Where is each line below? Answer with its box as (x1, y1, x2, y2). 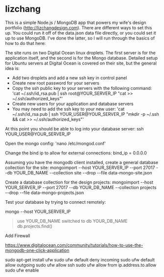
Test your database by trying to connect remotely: (5, 199, 106, 205)
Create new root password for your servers (12, 80, 99, 86)
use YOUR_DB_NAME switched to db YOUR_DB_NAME (17, 218, 128, 224)
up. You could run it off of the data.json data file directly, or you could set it (5, 30, 156, 36)
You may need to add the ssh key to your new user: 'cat (12, 106, 125, 112)
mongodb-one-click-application (5, 247, 70, 253)
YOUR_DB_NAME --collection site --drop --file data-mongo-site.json (13, 170, 152, 175)
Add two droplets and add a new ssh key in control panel (12, 75, 127, 81)
